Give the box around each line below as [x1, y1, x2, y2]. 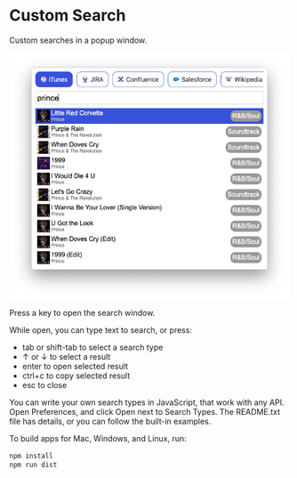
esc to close [21, 380, 68, 391]
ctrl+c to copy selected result [21, 370, 131, 381]
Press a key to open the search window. [9, 308, 156, 319]
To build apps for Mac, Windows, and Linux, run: [9, 433, 187, 444]
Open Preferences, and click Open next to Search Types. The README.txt [9, 407, 281, 417]
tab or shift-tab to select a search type [21, 342, 164, 352]
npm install [9, 451, 53, 461]
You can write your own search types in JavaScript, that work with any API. [9, 397, 285, 408]
